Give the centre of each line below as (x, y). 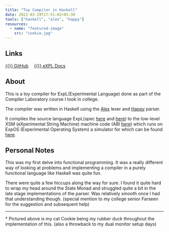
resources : (17, 24)
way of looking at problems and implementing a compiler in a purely (75, 168)
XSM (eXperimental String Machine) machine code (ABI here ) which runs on (84, 124)
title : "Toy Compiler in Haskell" (41, 10)
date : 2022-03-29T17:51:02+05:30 (40, 15)
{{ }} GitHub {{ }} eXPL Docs (35, 65)
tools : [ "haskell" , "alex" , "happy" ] (45, 19)
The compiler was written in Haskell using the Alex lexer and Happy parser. (83, 109)
